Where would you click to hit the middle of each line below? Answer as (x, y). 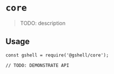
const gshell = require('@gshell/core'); (57, 55)
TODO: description (43, 23)
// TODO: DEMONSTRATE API (37, 65)
